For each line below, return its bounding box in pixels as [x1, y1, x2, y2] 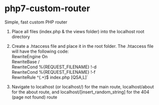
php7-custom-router [4, 3, 90, 14]
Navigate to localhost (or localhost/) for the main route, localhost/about [11, 84, 154, 89]
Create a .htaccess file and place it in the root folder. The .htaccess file [11, 43, 154, 49]
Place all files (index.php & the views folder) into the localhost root [11, 28, 144, 34]
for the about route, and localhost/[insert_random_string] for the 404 [11, 89, 149, 95]
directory [11, 34, 30, 40]
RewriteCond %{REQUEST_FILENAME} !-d [11, 64, 97, 70]
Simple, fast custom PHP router [4, 19, 68, 25]
